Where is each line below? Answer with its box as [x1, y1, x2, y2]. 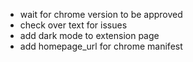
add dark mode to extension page [19, 30, 160, 41]
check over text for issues [19, 19, 128, 31]
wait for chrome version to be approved [19, 9, 183, 20]
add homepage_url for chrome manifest [19, 40, 183, 52]
